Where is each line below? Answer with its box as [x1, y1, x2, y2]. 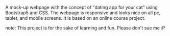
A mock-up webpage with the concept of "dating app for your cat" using [5, 5, 158, 10]
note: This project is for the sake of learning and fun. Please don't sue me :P [5, 25, 165, 31]
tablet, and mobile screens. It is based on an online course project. [5, 15, 145, 21]
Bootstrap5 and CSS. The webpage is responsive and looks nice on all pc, [5, 10, 161, 16]
